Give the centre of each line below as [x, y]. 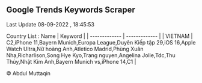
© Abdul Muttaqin [29, 73]
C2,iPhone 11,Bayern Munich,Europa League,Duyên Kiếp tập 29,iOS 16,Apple [101, 42]
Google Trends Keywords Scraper [71, 10]
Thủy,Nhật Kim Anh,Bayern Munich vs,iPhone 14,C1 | [71, 61]
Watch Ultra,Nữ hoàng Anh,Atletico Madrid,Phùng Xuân [75, 49]
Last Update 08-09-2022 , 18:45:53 [50, 24]
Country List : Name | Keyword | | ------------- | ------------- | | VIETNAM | [99, 36]
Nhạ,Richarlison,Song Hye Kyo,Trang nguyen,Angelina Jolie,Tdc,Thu [91, 55]
